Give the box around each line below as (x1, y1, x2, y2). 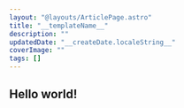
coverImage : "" (9, 46, 65, 55)
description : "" (9, 29, 69, 38)
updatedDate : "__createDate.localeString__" (9, 37, 176, 47)
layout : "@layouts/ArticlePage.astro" (9, 12, 152, 22)
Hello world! (9, 87, 78, 102)
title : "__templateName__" (9, 21, 109, 30)
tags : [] (9, 54, 42, 63)
